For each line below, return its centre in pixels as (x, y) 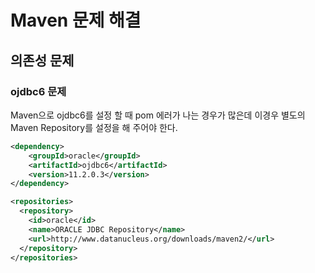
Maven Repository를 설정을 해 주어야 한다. (94, 127)
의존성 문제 (42, 60)
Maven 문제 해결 (76, 20)
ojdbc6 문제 (38, 91)
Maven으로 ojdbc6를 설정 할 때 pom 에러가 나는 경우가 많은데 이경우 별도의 (158, 115)
